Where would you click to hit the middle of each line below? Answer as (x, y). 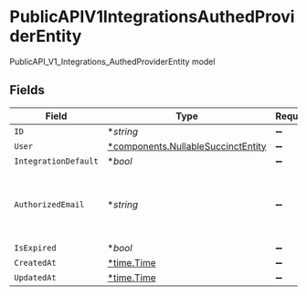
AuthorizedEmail (49, 204)
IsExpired (35, 248)
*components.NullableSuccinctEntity (187, 146)
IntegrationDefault (56, 161)
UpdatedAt (35, 277)
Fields (27, 90)
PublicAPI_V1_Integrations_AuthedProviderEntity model (112, 61)
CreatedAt (35, 263)
